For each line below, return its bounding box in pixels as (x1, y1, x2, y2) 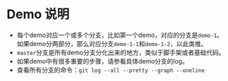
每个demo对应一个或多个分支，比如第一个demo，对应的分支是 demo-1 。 (16, 31, 223, 39)
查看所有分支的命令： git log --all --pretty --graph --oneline (16, 66, 205, 74)
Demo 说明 (6, 6, 70, 22)
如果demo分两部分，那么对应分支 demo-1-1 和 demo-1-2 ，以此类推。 (16, 39, 208, 47)
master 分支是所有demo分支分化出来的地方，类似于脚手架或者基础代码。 (16, 48, 226, 57)
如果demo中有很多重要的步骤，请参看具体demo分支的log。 (16, 57, 189, 65)
